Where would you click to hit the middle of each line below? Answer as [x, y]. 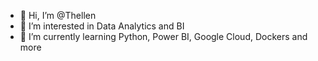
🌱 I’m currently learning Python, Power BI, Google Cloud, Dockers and [163, 36]
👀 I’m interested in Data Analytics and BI [102, 26]
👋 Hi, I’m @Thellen [58, 15]
